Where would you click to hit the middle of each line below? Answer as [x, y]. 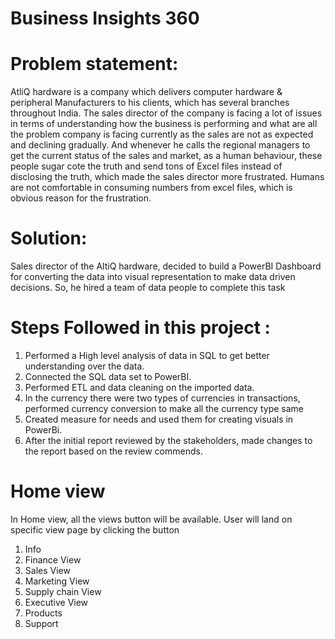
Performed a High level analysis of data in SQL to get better [147, 355]
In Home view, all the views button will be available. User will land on [151, 519]
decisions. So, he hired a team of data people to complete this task [148, 288]
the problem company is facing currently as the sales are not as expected [162, 134]
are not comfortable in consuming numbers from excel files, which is [151, 188]
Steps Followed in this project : [140, 328]
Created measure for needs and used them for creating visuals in [159, 419]
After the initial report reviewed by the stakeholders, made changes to [168, 440]
